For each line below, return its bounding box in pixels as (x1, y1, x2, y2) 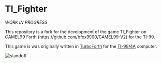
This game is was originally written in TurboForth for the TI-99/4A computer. (5, 43, 157, 49)
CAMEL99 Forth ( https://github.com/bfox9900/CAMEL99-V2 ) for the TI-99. (5, 34, 156, 40)
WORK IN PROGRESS (5, 19, 47, 25)
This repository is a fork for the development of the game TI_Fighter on (5, 29, 147, 34)
